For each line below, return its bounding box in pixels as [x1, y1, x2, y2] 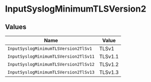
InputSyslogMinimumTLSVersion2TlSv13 [7, 69, 95, 75]
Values [5, 23, 27, 31]
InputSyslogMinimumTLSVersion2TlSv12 [7, 62, 95, 67]
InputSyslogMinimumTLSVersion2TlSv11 [7, 54, 95, 59]
